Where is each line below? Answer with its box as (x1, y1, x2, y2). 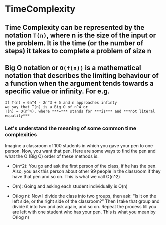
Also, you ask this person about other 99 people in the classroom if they (12, 168, 161, 174)
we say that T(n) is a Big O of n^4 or (5, 105, 88, 110)
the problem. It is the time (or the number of (5, 39, 144, 47)
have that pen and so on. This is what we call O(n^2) (12, 173, 120, 179)
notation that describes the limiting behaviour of (5, 71, 159, 80)
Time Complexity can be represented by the (5, 23, 145, 32)
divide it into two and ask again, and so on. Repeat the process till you (12, 203, 156, 209)
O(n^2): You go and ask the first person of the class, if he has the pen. (12, 163, 157, 169)
